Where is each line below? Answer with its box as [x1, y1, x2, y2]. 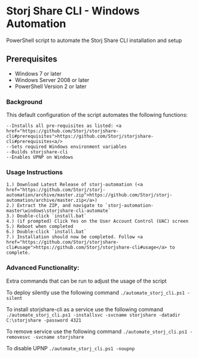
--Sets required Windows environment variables [6, 144, 127, 150]
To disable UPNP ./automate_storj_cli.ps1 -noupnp [6, 344, 135, 351]
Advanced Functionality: [6, 263, 80, 272]
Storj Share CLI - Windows [6, 4, 140, 18]
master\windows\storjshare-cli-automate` [6, 208, 111, 214]
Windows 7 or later [14, 70, 62, 77]
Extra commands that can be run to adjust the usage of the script [6, 277, 167, 284]
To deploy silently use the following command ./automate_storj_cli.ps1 [6, 289, 185, 296]
